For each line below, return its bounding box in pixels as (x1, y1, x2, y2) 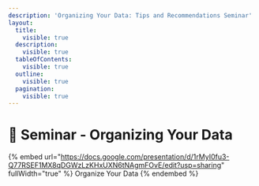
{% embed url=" (8, 152, 62, 162)
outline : (15, 70, 44, 78)
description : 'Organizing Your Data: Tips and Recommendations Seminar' (8, 11, 253, 20)
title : (15, 26, 37, 34)
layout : (8, 19, 34, 27)
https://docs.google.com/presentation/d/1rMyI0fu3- (60, 152, 230, 162)
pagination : (15, 84, 55, 93)
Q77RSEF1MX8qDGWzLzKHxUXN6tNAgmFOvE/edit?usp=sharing (8, 161, 222, 170)
